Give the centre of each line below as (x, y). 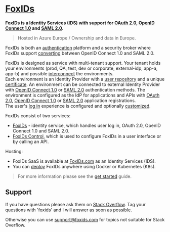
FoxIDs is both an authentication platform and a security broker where (78, 48)
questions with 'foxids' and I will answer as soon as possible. (69, 210)
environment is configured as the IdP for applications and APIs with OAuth (82, 95)
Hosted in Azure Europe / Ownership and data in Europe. (77, 38)
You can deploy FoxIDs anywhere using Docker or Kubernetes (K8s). (84, 166)
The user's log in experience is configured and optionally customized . (78, 106)
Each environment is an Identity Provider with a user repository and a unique (85, 79)
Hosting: (14, 151)
